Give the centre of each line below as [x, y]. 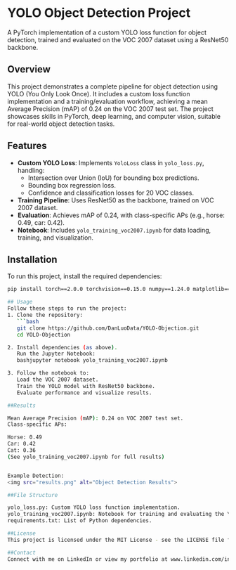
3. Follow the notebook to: [48, 373]
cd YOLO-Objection [44, 335]
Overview [29, 69]
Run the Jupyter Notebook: [56, 354]
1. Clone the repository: [45, 315]
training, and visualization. [55, 238]
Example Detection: [36, 476]
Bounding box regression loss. [72, 185]
